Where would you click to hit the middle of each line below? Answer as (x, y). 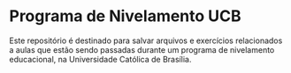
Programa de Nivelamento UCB (125, 16)
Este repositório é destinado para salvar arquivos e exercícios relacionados (146, 40)
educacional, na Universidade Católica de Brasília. (100, 59)
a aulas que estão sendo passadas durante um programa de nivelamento (142, 49)
